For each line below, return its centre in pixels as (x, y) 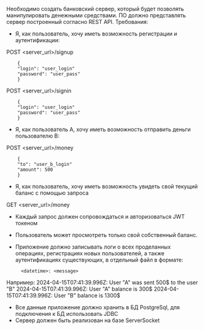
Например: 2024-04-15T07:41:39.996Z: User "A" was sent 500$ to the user (102, 282)
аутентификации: (37, 40)
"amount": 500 (35, 170)
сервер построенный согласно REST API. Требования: (77, 22)
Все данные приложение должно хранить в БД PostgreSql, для (97, 307)
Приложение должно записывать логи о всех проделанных (93, 247)
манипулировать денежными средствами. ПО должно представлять (96, 15)
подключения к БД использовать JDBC (67, 314)
